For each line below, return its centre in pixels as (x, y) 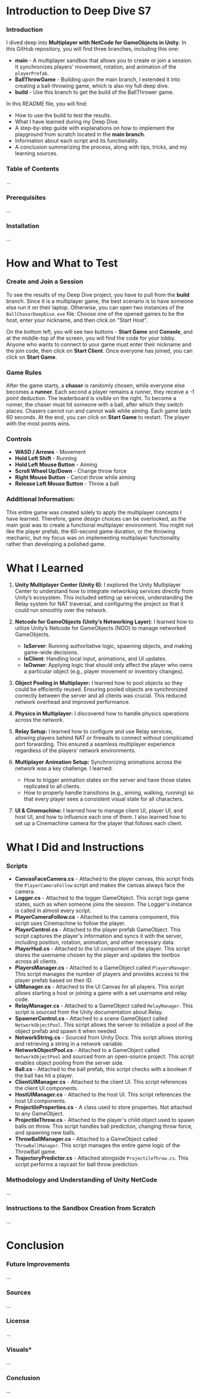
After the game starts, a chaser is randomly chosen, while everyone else (96, 386)
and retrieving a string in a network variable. (69, 1044)
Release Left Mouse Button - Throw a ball (67, 484)
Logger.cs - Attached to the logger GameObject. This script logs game (102, 898)
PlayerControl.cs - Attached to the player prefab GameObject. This (98, 930)
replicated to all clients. (52, 786)
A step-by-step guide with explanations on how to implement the (95, 128)
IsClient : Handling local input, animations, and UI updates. (95, 659)
